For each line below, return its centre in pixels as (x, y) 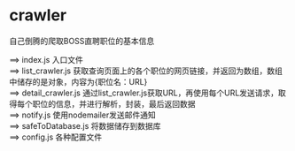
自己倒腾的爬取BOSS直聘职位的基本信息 (82, 41)
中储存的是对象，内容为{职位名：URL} (78, 81)
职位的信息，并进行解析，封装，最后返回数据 (114, 103)
